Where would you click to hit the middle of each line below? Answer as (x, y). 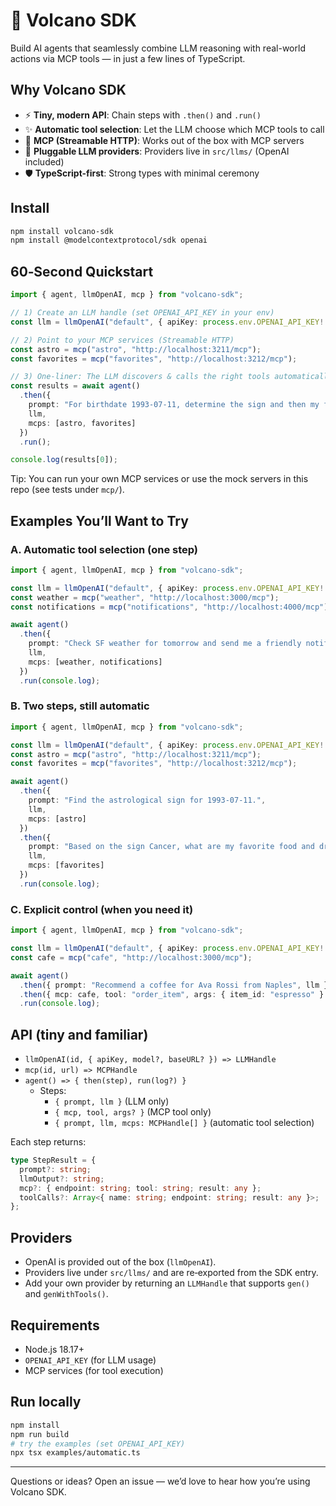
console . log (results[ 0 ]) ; (64, 460)
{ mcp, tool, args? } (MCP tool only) (133, 1112)
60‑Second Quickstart (82, 271)
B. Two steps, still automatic (80, 706)
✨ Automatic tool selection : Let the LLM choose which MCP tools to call (174, 129)
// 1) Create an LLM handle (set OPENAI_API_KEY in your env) (142, 313)
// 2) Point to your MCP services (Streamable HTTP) (122, 340)
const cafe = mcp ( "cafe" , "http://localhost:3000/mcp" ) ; (131, 957)
